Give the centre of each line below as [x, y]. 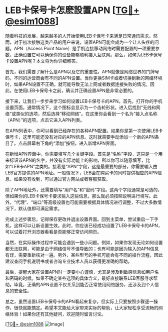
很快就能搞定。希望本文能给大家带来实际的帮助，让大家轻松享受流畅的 [86, 307]
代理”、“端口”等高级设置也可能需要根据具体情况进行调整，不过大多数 [86, 202]
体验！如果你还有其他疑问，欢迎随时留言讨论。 [57, 314]
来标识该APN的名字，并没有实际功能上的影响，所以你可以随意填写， [75, 160]
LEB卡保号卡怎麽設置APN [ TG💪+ [72, 10]
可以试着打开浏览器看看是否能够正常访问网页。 [53, 232]
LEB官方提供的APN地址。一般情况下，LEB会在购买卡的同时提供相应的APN [81, 173]
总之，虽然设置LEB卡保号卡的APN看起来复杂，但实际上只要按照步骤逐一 [79, 301]
